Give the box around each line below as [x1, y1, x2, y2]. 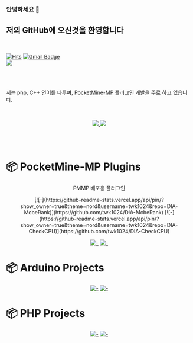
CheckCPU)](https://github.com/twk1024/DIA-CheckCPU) [28, 227, 170, 235]
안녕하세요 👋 [6, 5, 40, 13]
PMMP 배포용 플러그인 [73, 184, 126, 191]
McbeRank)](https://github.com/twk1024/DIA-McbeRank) [24, 209, 164, 216]
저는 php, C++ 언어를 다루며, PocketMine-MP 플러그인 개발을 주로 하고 [6, 89, 172, 96]
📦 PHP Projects [6, 306, 86, 320]
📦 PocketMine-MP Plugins [6, 160, 141, 173]
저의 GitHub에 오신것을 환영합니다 [6, 25, 124, 36]
